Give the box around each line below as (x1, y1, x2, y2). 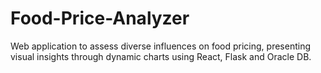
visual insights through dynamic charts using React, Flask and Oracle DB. (10, 50, 312, 62)
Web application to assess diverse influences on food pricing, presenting (10, 40, 312, 52)
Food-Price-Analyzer (10, 7, 190, 30)
